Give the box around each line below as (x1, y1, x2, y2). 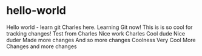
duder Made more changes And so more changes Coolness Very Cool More (6, 36, 196, 43)
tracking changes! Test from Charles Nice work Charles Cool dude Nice (6, 30, 186, 37)
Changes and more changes (6, 43, 77, 50)
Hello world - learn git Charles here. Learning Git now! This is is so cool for (6, 23, 193, 31)
